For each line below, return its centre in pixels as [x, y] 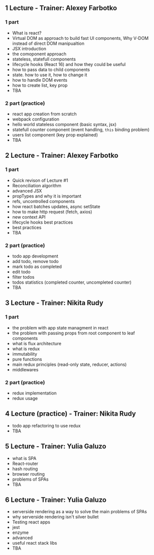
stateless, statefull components [44, 59]
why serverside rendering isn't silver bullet [55, 517]
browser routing [29, 474]
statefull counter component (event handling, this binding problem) [81, 130]
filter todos [23, 277]
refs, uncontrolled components [44, 201]
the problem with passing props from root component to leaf [74, 333]
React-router [25, 463]
